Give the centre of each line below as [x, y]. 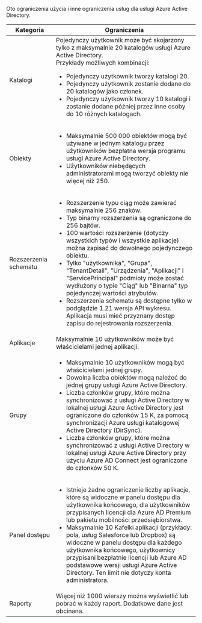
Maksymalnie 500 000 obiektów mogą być [127, 136]
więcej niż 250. [88, 181]
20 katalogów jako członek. [105, 91]
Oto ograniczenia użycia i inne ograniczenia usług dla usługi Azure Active [97, 9]
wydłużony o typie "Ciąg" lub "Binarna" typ [127, 286]
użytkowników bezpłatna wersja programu [126, 151]
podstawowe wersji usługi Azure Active [121, 565]
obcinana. [70, 611]
